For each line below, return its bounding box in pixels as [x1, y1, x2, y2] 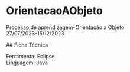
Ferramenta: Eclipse [6, 53, 55, 60]
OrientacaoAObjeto [6, 4, 103, 18]
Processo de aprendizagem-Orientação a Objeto [6, 24, 125, 31]
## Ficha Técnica [6, 41, 48, 48]
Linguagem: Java [6, 59, 48, 66]
